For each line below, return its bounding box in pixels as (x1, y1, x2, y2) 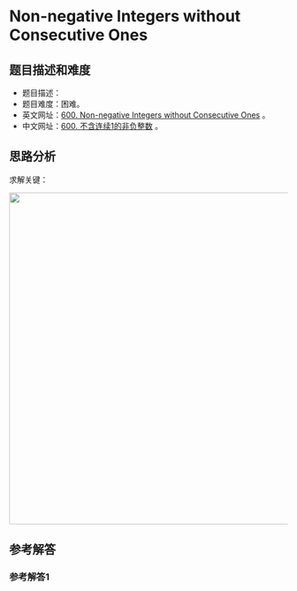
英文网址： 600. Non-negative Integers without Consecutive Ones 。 (21, 110, 270, 120)
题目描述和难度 (9, 62, 91, 77)
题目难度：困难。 (21, 99, 85, 109)
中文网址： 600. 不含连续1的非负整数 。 (21, 121, 164, 131)
